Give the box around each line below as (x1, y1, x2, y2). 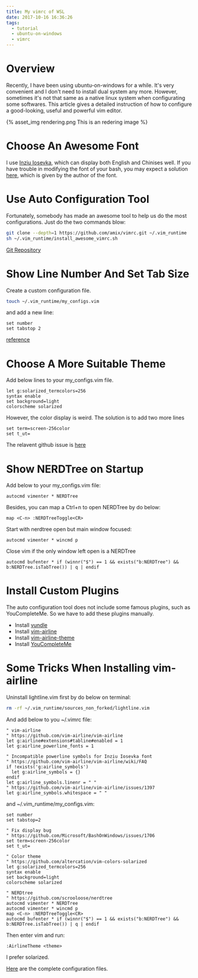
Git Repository (6, 246, 41, 253)
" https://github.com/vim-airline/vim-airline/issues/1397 (6, 785, 155, 791)
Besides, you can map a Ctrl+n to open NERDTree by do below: (6, 504, 161, 511)
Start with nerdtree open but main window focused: (6, 526, 132, 533)
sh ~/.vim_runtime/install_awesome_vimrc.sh (6, 236, 118, 242)
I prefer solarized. (6, 954, 49, 961)
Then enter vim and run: (6, 932, 65, 939)
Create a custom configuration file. (6, 287, 91, 294)
